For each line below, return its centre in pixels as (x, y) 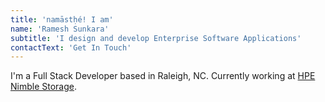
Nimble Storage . (44, 87)
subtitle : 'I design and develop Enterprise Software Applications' (156, 38)
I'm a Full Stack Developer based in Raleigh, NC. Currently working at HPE (163, 76)
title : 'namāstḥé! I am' (62, 19)
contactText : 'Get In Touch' (71, 47)
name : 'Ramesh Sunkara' (60, 29)
